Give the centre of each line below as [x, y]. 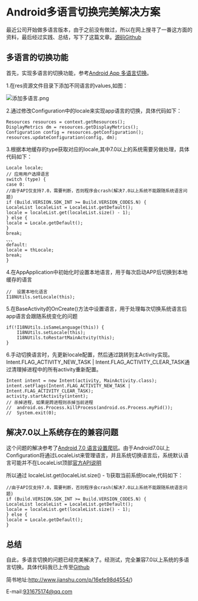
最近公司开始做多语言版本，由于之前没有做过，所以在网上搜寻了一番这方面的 [99, 30]
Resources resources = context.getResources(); [66, 122]
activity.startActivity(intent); [47, 396]
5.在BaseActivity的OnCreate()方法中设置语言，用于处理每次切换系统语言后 [97, 308]
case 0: [16, 184]
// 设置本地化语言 [27, 292]
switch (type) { [26, 179]
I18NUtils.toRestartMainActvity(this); [66, 338]
